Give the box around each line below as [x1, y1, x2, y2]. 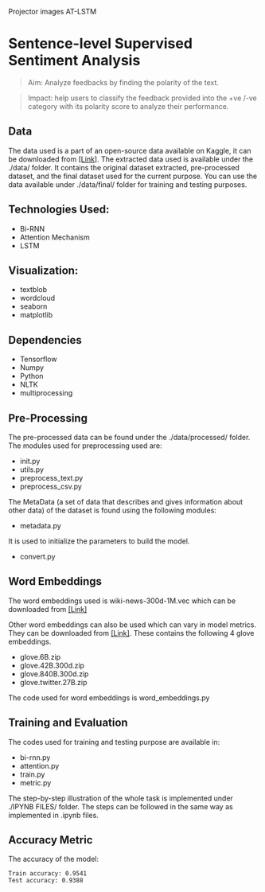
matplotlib [19, 310, 53, 320]
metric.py [19, 777, 52, 787]
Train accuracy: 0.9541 [8, 870, 88, 878]
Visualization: [8, 263, 79, 277]
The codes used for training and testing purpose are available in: [8, 737, 220, 746]
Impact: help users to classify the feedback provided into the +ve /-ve [27, 93, 257, 103]
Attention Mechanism [19, 232, 90, 242]
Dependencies [8, 333, 82, 347]
